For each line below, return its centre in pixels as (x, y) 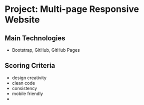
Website (22, 20)
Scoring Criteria (30, 66)
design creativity (29, 78)
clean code (23, 83)
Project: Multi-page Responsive (72, 9)
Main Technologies (35, 38)
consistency (24, 88)
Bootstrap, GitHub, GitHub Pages (46, 50)
